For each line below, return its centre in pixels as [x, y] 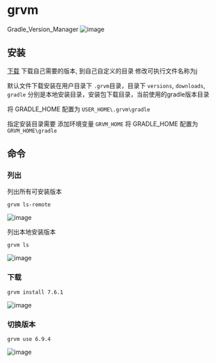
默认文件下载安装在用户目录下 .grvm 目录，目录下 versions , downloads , [106, 85]
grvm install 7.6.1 [35, 292]
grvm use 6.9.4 [29, 339]
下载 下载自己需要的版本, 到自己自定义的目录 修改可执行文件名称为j [102, 71]
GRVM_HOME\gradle [32, 130]
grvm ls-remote [29, 205]
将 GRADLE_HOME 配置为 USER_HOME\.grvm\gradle [79, 109]
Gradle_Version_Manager [43, 29]
